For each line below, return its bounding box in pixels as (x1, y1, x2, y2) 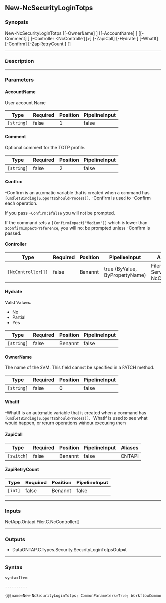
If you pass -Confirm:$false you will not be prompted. (5, 210, 115, 216)
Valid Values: (5, 300, 32, 305)
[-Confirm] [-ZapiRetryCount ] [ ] (5, 41, 71, 47)
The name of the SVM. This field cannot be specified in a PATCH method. (5, 364, 155, 371)
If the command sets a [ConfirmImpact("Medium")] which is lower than (5, 219, 148, 225)
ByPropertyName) (104, 271, 146, 278)
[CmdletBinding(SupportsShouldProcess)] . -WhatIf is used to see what (5, 415, 148, 421)
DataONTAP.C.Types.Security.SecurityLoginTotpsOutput (12, 547, 127, 553)
